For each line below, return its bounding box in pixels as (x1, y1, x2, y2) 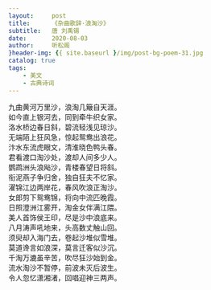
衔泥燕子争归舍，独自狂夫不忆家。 (8, 172, 122, 182)
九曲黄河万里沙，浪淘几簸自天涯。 (8, 102, 122, 112)
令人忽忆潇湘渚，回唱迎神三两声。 (8, 272, 122, 282)
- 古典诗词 (23, 79, 55, 87)
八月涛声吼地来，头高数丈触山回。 (8, 223, 122, 232)
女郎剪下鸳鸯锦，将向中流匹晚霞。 (8, 192, 122, 202)
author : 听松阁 (8, 42, 70, 50)
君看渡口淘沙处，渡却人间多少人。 (8, 152, 122, 161)
